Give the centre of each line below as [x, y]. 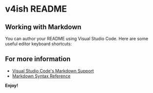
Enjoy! [12, 85]
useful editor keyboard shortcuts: [38, 44]
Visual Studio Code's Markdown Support [53, 71]
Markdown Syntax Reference [41, 76]
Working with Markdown [43, 27]
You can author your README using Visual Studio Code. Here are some [77, 38]
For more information [38, 59]
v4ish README [36, 9]
